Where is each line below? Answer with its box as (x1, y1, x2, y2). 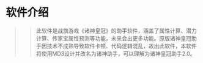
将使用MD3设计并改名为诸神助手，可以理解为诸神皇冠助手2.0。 (35, 50, 196, 57)
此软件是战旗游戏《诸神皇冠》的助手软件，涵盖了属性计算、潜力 (35, 27, 197, 34)
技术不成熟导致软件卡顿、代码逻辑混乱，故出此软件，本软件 (46, 42, 197, 50)
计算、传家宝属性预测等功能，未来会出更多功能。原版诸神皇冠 (35, 34, 192, 42)
